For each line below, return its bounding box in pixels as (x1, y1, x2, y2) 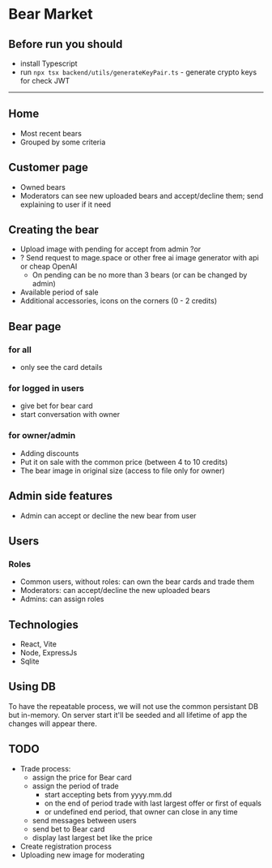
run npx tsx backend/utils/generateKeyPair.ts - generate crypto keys (19, 67, 257, 77)
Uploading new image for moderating (19, 849, 145, 860)
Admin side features (8, 489, 113, 503)
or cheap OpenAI (19, 261, 78, 272)
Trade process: (19, 763, 71, 773)
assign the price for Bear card (32, 772, 132, 782)
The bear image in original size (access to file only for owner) (19, 466, 225, 475)
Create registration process (19, 841, 112, 851)
